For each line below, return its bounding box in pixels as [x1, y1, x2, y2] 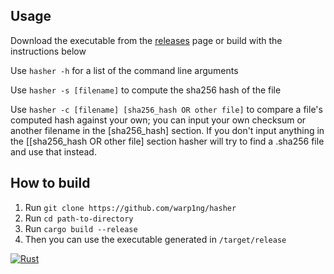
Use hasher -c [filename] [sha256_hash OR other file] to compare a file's [10, 103, 323, 115]
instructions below [10, 45, 87, 57]
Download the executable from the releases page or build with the [10, 34, 283, 46]
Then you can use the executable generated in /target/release [24, 233, 287, 245]
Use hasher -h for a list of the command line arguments [10, 64, 239, 76]
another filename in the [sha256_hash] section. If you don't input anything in [10, 124, 325, 136]
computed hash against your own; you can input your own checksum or [10, 114, 307, 126]
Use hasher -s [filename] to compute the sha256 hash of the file [10, 84, 282, 96]
